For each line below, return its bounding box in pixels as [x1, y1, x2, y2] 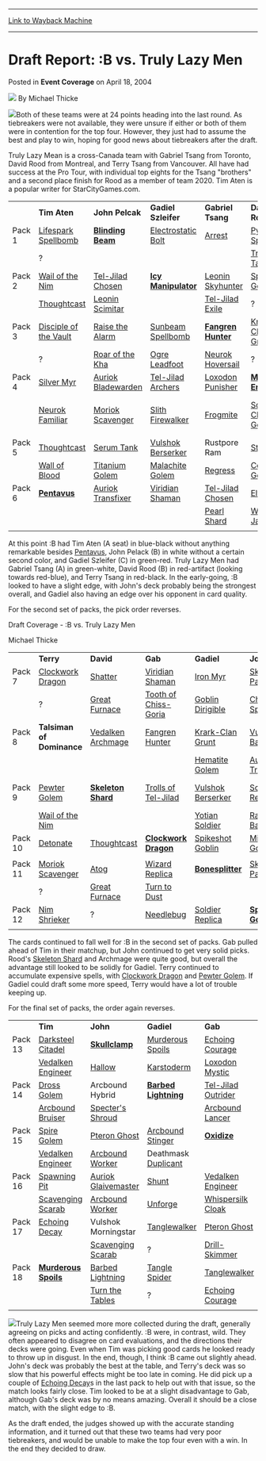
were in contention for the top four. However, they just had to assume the [8, 126, 247, 136]
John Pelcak [93, 207, 141, 218]
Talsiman [38, 721, 74, 732]
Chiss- [145, 699, 172, 710]
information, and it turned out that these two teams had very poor [8, 1427, 222, 1436]
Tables [89, 1294, 116, 1306]
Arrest [204, 229, 228, 240]
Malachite [150, 459, 188, 470]
